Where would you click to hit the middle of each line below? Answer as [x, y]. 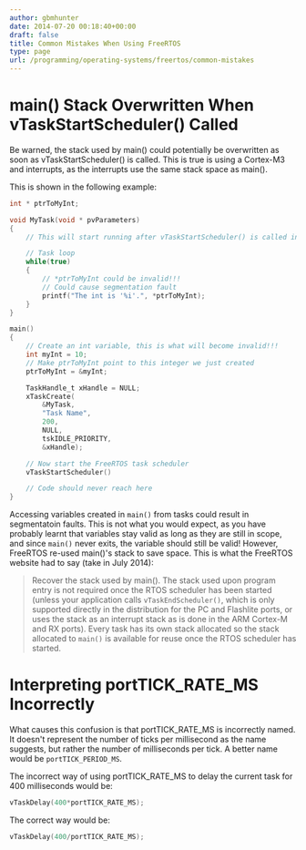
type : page [30, 52]
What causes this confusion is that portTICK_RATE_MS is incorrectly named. [153, 730]
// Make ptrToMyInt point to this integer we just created [140, 363]
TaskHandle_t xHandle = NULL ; [83, 388]
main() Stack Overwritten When [132, 105]
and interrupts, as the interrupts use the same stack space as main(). [139, 169]
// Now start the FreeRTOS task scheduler [107, 464]
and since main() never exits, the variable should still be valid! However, [144, 544]
